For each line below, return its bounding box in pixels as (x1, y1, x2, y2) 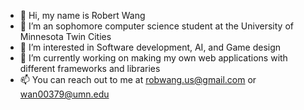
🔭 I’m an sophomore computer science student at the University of (19, 20, 294, 32)
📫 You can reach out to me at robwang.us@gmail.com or (19, 74, 257, 85)
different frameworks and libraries (19, 63, 161, 74)
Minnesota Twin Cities (19, 31, 112, 42)
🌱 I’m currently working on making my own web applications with (19, 52, 288, 64)
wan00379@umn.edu (19, 88, 110, 100)
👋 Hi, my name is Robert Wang (19, 10, 146, 21)
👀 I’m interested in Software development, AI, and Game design (19, 41, 282, 53)
